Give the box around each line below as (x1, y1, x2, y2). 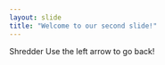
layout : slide (9, 12, 62, 22)
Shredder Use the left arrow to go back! (9, 45, 155, 56)
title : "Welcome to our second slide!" (9, 21, 158, 30)
